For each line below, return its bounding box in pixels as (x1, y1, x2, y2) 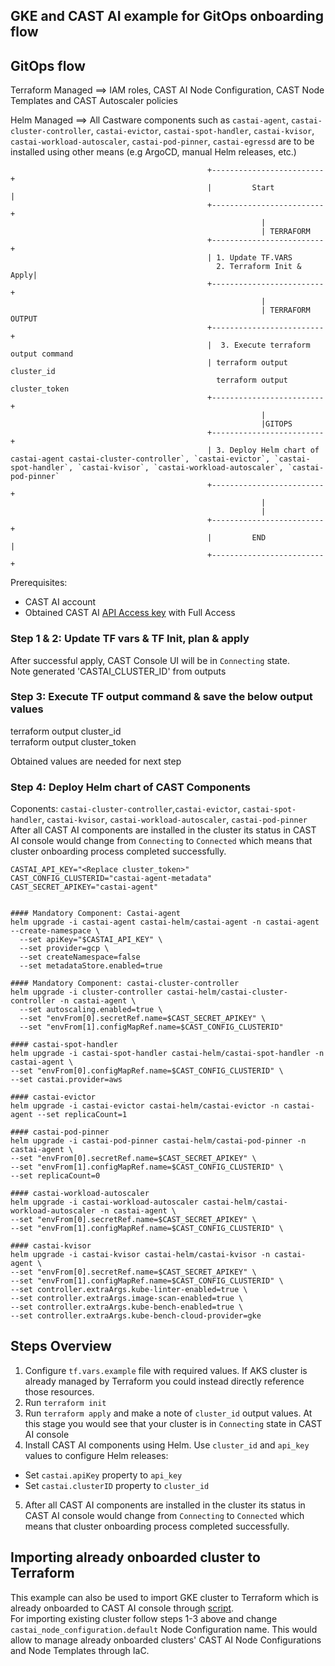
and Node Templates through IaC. (10, 1644, 150, 1656)
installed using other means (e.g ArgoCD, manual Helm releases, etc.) (10, 146, 297, 158)
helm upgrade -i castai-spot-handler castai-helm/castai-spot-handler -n (10, 1049, 325, 1059)
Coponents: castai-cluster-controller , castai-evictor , (10, 803, 241, 815)
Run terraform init (24, 1396, 107, 1408)
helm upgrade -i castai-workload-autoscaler (10, 1197, 199, 1208)
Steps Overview (10, 1338, 112, 1355)
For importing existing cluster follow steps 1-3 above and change (10, 1612, 278, 1624)
